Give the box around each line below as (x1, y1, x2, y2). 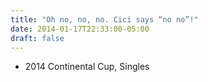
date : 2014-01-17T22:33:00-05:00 (10, 24, 150, 34)
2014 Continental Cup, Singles (24, 61, 150, 73)
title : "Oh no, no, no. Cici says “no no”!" (10, 14, 199, 25)
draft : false (10, 33, 65, 43)
